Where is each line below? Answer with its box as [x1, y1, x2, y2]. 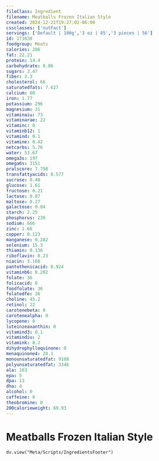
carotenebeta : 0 [6, 307, 46, 313]
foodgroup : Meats [6, 41, 49, 47]
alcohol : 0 [6, 389, 33, 395]
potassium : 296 [6, 100, 43, 107]
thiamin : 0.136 [6, 248, 43, 254]
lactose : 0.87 [6, 193, 41, 199]
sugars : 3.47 [6, 68, 38, 74]
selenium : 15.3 [6, 242, 43, 248]
